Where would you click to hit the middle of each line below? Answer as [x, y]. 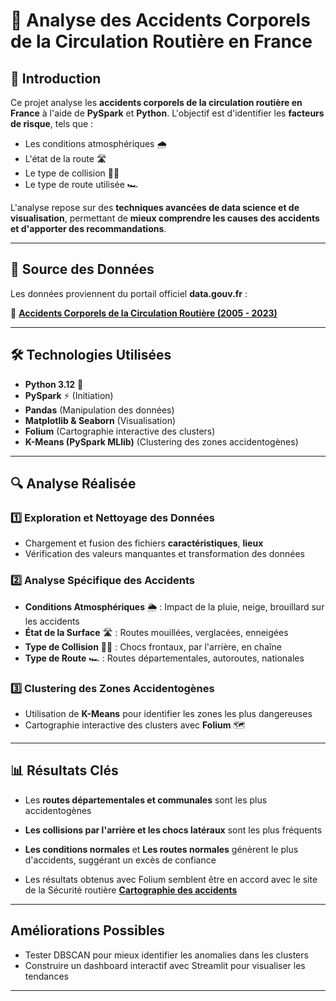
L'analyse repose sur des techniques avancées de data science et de [155, 207]
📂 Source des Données [82, 269]
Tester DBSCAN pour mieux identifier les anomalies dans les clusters [166, 955]
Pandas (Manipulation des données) [99, 410]
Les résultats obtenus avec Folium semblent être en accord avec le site [171, 879]
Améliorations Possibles [87, 930]
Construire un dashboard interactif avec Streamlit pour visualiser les [165, 965]
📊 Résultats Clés [64, 770]
